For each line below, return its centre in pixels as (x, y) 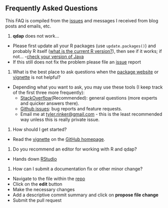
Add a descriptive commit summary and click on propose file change (86, 195)
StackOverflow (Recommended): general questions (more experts (89, 98)
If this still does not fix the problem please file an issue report (77, 62)
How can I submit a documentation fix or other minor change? (78, 169)
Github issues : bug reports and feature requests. (71, 108)
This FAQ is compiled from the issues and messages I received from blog (82, 20)
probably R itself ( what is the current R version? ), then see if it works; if (87, 51)
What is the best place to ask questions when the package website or (86, 72)
